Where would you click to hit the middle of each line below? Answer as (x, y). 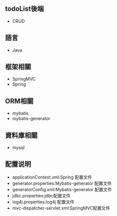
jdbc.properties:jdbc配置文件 (41, 195)
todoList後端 (25, 9)
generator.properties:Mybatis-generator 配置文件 (62, 183)
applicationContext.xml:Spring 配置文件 (52, 177)
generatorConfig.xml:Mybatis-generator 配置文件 (62, 189)
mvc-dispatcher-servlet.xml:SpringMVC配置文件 (61, 208)
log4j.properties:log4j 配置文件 (43, 202)
